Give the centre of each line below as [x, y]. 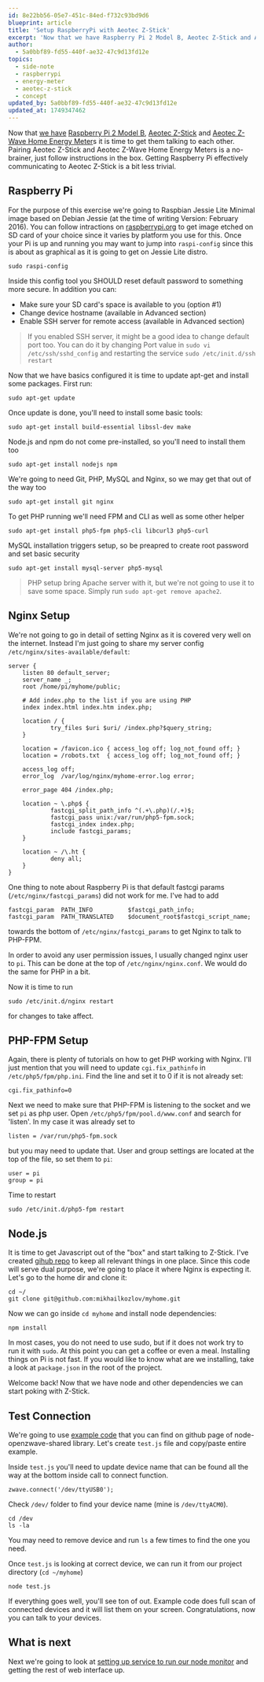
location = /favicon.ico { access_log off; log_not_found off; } [132, 748]
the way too [27, 487]
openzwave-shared [40, 1444]
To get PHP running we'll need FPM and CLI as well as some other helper [126, 516]
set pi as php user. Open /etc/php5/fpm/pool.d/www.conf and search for [125, 1113]
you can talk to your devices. [55, 1618]
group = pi [26, 1181]
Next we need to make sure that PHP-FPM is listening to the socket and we [130, 1105]
